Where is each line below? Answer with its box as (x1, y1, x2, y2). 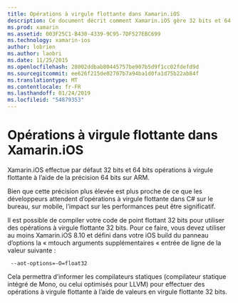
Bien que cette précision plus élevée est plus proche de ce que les (7, 186, 203, 196)
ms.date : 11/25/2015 (7, 57, 69, 64)
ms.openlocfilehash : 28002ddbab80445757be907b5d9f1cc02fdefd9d (7, 63, 200, 70)
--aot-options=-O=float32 (10, 260, 88, 267)
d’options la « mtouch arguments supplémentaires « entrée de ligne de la (7, 238, 222, 247)
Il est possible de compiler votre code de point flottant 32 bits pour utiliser (7, 216, 225, 224)
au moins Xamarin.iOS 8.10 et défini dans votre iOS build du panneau (7, 230, 209, 239)
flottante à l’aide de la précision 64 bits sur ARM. (7, 173, 150, 181)
